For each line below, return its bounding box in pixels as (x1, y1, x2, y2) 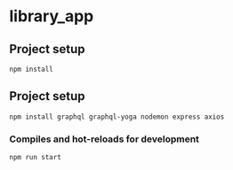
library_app (9, 6, 94, 27)
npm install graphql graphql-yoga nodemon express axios (9, 112, 225, 121)
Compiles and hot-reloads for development (9, 133, 200, 145)
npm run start (9, 153, 62, 162)
